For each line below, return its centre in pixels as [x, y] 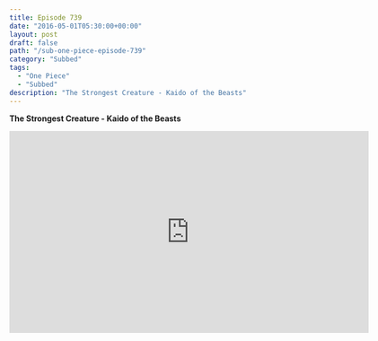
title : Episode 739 [46, 17]
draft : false [34, 43]
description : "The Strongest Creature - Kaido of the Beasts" [128, 92]
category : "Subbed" [46, 59]
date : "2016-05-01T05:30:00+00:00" [76, 26]
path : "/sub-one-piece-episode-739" [78, 51]
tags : [19, 68]
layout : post [34, 34]
